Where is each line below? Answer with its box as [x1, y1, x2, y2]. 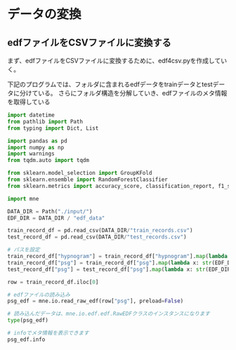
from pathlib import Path [7, 118, 83, 125]
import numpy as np [7, 144, 65, 151]
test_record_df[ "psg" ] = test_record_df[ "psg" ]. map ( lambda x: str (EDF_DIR [7, 266, 231, 273]
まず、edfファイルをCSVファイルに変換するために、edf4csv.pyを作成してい [7, 57, 227, 65]
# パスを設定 [7, 246, 40, 253]
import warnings [7, 150, 55, 158]
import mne [7, 195, 39, 202]
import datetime [7, 112, 55, 119]
